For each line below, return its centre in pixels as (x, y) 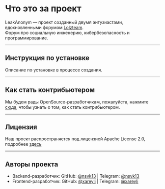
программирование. (27, 38)
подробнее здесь (23, 144)
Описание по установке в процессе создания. (54, 70)
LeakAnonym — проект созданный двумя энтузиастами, (64, 22)
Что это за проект (43, 9)
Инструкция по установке (47, 58)
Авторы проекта (32, 164)
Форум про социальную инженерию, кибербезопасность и (68, 32)
